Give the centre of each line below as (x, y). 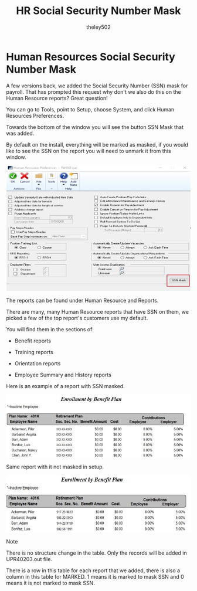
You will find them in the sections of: (50, 329)
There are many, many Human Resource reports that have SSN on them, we (98, 311)
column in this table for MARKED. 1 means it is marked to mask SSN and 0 (95, 576)
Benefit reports (33, 341)
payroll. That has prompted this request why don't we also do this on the (94, 91)
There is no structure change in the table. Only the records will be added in (97, 553)
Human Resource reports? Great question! (57, 98)
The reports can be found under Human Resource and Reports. (82, 300)
